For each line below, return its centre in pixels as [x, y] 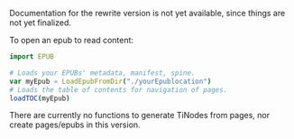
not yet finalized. [41, 23]
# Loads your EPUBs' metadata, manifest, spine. [102, 73]
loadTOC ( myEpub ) [40, 98]
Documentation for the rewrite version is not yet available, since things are [147, 13]
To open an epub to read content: [71, 40]
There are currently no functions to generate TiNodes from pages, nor [140, 116]
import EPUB [32, 57]
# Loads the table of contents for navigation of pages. [119, 89]
